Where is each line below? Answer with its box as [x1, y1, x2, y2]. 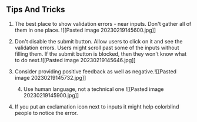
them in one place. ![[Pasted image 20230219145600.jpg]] [14, 26, 156, 33]
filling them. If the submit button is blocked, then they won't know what [14, 50, 187, 57]
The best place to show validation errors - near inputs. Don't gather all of [14, 20, 192, 27]
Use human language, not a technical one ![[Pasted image [23, 85, 164, 93]
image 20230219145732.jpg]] [14, 74, 86, 81]
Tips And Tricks [6, 5, 66, 15]
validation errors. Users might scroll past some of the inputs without [14, 44, 179, 51]
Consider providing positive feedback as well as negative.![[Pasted [14, 67, 177, 75]
